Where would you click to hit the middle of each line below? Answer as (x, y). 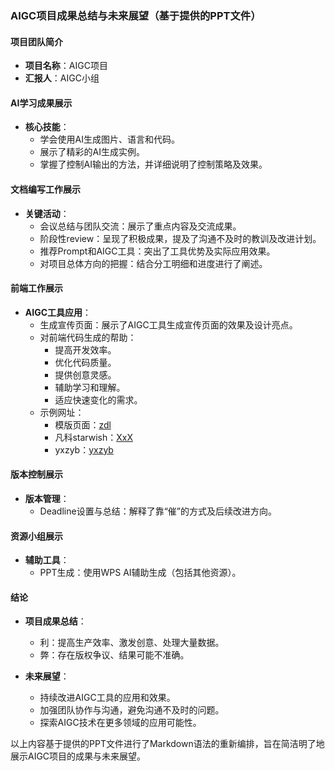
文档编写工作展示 (45, 189)
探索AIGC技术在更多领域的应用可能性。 (120, 723)
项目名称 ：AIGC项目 (66, 66)
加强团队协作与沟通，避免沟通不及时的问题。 (132, 710)
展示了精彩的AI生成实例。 (92, 152)
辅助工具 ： (47, 560)
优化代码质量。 (85, 362)
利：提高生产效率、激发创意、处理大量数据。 (132, 643)
